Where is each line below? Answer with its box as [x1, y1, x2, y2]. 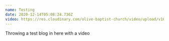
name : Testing [5, 7, 35, 12]
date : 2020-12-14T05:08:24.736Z [5, 12, 73, 17]
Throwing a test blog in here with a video [5, 30, 90, 36]
